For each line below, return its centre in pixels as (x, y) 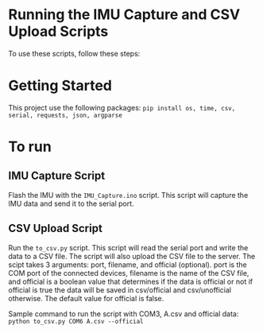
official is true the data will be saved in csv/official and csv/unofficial (120, 290)
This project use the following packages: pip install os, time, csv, (122, 107)
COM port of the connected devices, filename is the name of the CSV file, (129, 273)
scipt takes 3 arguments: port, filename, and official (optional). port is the (128, 265)
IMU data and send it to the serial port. (71, 203)
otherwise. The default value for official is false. (86, 298)
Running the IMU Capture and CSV (124, 15)
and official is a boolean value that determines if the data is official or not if (130, 281)
